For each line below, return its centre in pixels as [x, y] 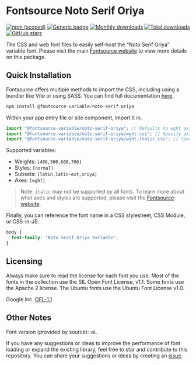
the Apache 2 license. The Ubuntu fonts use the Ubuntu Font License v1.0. [95, 288]
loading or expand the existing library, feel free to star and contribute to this [97, 349]
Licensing [24, 261]
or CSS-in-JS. [23, 222]
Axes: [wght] [30, 180]
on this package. [26, 57]
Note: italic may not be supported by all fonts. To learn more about [102, 192]
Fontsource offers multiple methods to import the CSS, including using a [93, 89]
